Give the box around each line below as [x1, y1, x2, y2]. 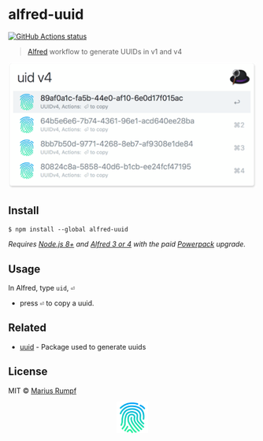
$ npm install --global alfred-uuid [8, 226, 128, 234]
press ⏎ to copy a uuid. [19, 298, 94, 308]
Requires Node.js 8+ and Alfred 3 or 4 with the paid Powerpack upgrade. [8, 239, 246, 249]
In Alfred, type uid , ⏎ [8, 283, 76, 292]
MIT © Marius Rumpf [8, 386, 77, 395]
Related [8, 321, 47, 335]
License [8, 365, 48, 379]
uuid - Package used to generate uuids [19, 342, 146, 351]
